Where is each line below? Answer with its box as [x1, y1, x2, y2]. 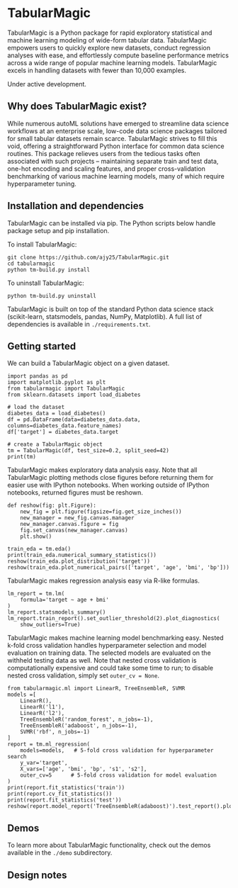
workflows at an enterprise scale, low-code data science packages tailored [7, 126, 227, 135]
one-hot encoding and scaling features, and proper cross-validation [7, 164, 205, 173]
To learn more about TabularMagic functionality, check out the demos [7, 841, 211, 850]
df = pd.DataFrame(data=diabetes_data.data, [7, 416, 141, 423]
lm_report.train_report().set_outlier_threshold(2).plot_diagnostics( [7, 615, 220, 622]
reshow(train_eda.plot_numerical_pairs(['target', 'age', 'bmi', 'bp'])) [7, 564, 230, 571]
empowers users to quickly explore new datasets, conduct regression [7, 43, 211, 52]
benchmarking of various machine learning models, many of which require [7, 172, 225, 180]
